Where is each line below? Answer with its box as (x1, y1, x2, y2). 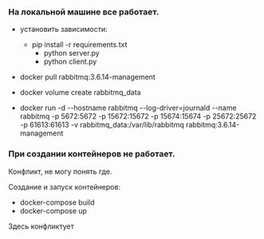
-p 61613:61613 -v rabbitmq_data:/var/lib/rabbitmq (19, 120, 185, 130)
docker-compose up (19, 206, 88, 215)
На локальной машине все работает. (8, 6, 160, 18)
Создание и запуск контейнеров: (8, 182, 121, 191)
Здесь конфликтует (8, 221, 74, 231)
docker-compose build (19, 198, 95, 207)
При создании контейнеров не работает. (8, 148, 175, 159)
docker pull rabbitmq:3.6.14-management (19, 72, 156, 82)
